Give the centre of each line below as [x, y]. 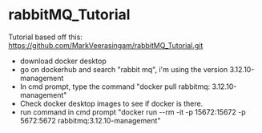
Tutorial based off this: [45, 37]
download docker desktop [63, 61]
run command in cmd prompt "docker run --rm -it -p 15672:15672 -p [133, 112]
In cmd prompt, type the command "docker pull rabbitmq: [115, 87]
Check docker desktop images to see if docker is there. [111, 103]
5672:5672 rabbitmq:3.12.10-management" [90, 120]
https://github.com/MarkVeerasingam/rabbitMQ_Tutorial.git [106, 45]
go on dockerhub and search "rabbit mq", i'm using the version [124, 69]
